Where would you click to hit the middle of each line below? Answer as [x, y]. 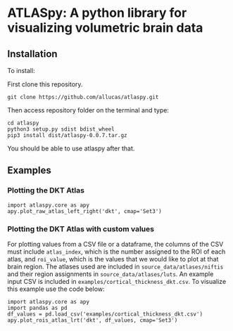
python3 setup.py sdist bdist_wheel [61, 129]
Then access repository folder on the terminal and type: [88, 110]
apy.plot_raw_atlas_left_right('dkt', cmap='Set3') [84, 211]
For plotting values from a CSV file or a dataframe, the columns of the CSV [115, 244]
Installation [32, 54]
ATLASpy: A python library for [97, 13]
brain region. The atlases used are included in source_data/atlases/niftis [115, 266]
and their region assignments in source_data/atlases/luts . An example [111, 274]
